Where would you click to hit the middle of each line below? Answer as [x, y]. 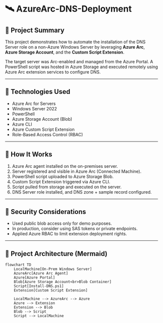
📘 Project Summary [35, 30]
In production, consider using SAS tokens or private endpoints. [75, 229]
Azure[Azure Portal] [34, 278]
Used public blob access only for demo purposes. [62, 223]
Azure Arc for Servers [34, 103]
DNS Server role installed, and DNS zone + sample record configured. [82, 192]
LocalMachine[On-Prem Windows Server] [53, 269]
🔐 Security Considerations [46, 212]
